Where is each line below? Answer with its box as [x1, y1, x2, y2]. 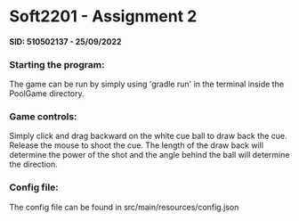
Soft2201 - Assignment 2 [9, 6, 198, 27]
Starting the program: [9, 58, 105, 70]
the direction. [9, 159, 58, 170]
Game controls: [9, 110, 77, 122]
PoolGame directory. [9, 88, 85, 99]
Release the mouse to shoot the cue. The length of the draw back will [9, 140, 264, 151]
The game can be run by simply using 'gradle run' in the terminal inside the [9, 78, 285, 90]
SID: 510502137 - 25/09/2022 [9, 36, 122, 46]
